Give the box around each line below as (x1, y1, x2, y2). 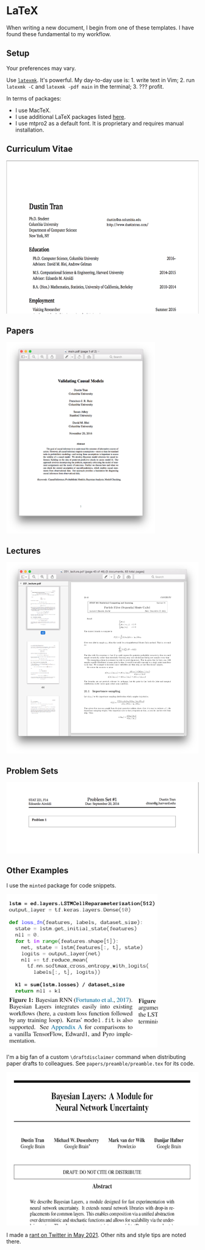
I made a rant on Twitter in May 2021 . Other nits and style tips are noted (6, 1231, 186, 1238)
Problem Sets (6, 766, 59, 776)
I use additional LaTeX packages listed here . (15, 113, 126, 120)
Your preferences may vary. (6, 64, 76, 72)
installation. (15, 126, 45, 134)
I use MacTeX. (15, 107, 51, 114)
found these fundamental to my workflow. (6, 30, 112, 37)
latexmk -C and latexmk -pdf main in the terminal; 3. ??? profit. (6, 83, 164, 90)
